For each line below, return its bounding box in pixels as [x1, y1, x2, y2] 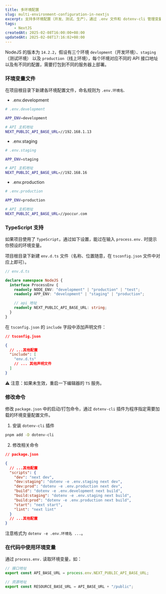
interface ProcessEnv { [9, 282, 58, 287]
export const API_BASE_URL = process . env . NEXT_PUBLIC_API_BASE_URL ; [5, 571, 149, 576]
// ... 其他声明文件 [14, 361, 52, 367]
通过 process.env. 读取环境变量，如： [5, 556, 82, 562]
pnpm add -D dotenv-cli [5, 432, 54, 437]
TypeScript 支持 [5, 224, 44, 231]
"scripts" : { [9, 470, 37, 475]
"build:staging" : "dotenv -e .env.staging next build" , [14, 493, 132, 498]
